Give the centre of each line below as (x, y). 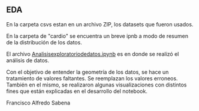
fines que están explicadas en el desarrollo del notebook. (77, 91)
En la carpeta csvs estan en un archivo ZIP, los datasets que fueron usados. (100, 24)
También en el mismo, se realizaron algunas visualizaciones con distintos (97, 85)
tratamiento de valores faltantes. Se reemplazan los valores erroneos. (92, 78)
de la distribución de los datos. (44, 42)
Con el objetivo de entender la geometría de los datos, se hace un (88, 72)
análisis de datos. (28, 60)
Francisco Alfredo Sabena (38, 103)
